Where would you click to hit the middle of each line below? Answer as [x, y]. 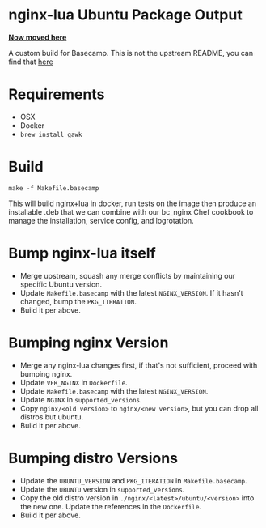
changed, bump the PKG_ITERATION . [78, 301]
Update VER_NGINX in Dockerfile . [74, 382]
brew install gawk [51, 134]
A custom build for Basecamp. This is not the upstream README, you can [131, 53]
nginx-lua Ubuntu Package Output [125, 15]
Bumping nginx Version [89, 343]
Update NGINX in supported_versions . [81, 399]
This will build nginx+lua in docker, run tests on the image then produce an [133, 203]
